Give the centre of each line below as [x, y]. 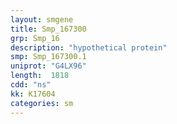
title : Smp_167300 [48, 29]
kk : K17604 [33, 94]
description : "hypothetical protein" [89, 47]
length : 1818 [40, 76]
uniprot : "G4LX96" [48, 66]
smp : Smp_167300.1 [48, 57]
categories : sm [42, 103]
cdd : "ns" [31, 85]
